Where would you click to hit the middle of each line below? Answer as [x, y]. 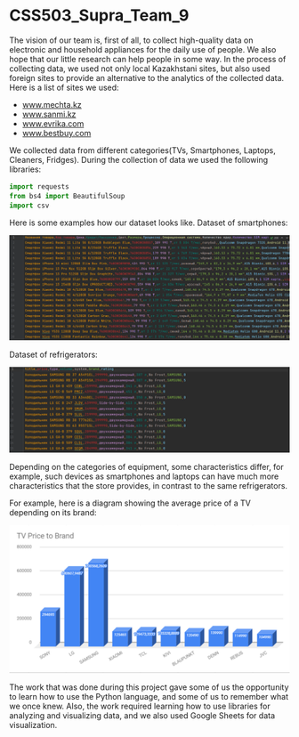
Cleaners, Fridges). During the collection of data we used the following [139, 159]
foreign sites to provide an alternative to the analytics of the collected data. [147, 77]
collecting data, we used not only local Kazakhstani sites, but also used [140, 69]
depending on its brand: [53, 512]
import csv [29, 206]
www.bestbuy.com [57, 133]
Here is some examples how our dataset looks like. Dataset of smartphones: [149, 223]
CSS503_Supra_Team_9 [99, 16]
